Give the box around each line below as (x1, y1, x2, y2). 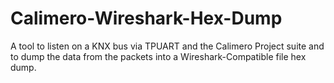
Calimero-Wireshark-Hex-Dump (10, 7, 283, 30)
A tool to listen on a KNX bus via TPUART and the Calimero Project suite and (10, 40, 325, 52)
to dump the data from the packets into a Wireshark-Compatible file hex (10, 50, 307, 62)
